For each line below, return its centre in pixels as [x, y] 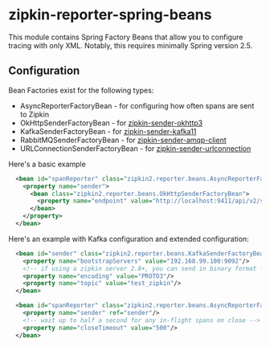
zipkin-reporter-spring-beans [110, 15]
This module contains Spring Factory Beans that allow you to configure [126, 37]
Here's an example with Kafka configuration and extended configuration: [129, 239]
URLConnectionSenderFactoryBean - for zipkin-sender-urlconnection [135, 148]
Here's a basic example [47, 164]
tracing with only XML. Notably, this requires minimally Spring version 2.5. [131, 45]
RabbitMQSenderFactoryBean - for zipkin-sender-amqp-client [123, 140]
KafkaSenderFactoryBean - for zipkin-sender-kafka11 [108, 131]
